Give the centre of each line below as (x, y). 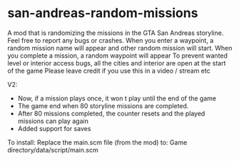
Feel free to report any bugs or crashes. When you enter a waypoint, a (111, 40)
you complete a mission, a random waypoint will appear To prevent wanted (118, 56)
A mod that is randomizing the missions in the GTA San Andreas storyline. (116, 33)
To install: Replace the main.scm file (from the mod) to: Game (97, 142)
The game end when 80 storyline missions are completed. (103, 105)
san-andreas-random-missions (103, 13)
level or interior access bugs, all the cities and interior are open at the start (117, 63)
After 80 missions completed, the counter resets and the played (111, 113)
